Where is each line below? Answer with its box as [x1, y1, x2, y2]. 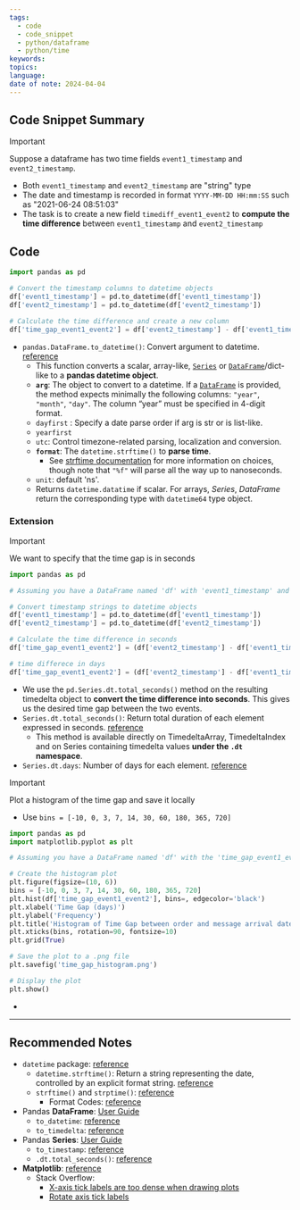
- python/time [17, 46, 70, 55]
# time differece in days [9, 659, 105, 668]
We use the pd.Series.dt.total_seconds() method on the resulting [21, 684, 269, 695]
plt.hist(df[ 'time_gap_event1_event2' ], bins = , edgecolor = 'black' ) [9, 894, 266, 903]
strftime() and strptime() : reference [35, 1087, 175, 1098]
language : [9, 71, 46, 80]
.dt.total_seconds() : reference [35, 1154, 153, 1164]
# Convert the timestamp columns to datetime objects [9, 284, 214, 293]
